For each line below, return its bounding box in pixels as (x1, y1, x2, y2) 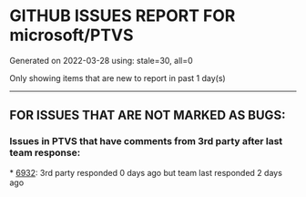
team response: (9, 147, 81, 160)
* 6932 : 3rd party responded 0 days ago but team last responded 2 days (9, 167, 282, 178)
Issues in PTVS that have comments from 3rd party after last (9, 135, 283, 148)
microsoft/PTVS (9, 25, 134, 46)
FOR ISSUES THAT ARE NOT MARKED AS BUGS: (9, 108, 286, 123)
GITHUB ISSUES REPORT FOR (9, 5, 236, 26)
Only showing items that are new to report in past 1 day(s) (9, 72, 226, 83)
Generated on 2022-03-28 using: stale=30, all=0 (9, 55, 193, 66)
